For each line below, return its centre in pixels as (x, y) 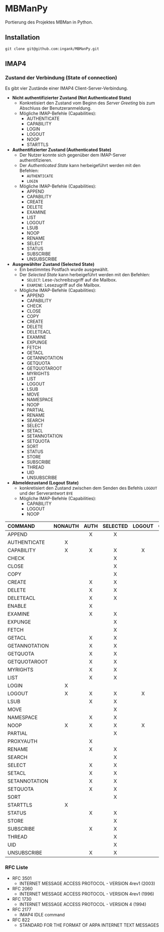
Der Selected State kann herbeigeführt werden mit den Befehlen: (85, 275)
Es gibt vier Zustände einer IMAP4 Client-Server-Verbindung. (67, 88)
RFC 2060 (22, 888)
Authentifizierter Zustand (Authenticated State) (61, 150)
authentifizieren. (36, 160)
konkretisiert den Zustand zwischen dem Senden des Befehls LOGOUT (88, 488)
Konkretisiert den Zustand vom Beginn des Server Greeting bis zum (87, 103)
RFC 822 (21, 920)
